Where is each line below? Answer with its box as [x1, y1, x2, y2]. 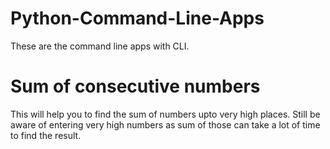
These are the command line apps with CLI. [10, 40, 190, 52]
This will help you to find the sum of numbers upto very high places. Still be [10, 108, 321, 120]
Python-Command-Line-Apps [10, 7, 265, 30]
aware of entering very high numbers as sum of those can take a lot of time [10, 118, 321, 131]
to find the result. [10, 129, 82, 141]
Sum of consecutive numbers [10, 75, 261, 98]
